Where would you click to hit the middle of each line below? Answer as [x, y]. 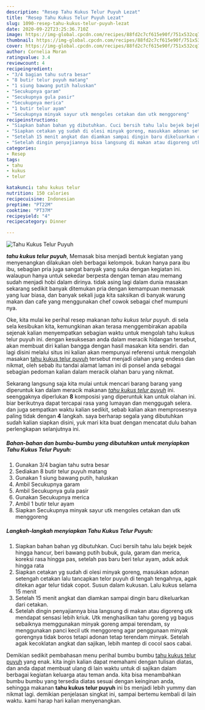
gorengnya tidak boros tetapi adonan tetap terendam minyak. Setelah [102, 637]
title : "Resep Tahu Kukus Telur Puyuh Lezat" [65, 18]
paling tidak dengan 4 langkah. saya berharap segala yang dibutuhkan [95, 416]
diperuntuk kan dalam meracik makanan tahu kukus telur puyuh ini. [91, 390]
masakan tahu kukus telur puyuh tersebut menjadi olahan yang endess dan [101, 359]
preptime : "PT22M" [30, 205]
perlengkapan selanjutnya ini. [43, 429]
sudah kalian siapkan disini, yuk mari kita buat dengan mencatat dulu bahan [102, 422]
